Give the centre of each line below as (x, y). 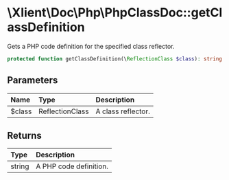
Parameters (33, 80)
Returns (25, 136)
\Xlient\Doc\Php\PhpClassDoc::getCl (115, 13)
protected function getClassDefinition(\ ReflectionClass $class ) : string (115, 59)
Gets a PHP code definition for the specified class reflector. (91, 46)
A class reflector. (123, 111)
